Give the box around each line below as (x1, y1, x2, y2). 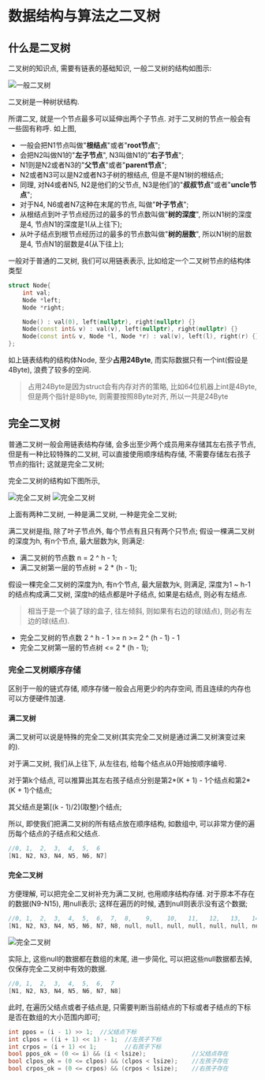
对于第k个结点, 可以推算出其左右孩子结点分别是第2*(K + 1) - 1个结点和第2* (8, 775, 251, 786)
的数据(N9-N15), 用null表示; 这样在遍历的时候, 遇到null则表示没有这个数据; (8, 899, 248, 909)
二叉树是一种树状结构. (8, 97, 80, 107)
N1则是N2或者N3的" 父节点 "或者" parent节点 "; (19, 160, 167, 170)
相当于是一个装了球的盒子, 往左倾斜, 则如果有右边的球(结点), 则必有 (27, 606, 245, 616)
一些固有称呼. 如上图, (8, 124, 77, 133)
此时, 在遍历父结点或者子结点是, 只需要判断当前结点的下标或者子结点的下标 (8, 1002, 251, 1011)
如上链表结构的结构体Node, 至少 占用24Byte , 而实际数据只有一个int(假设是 (8, 355, 248, 364)
